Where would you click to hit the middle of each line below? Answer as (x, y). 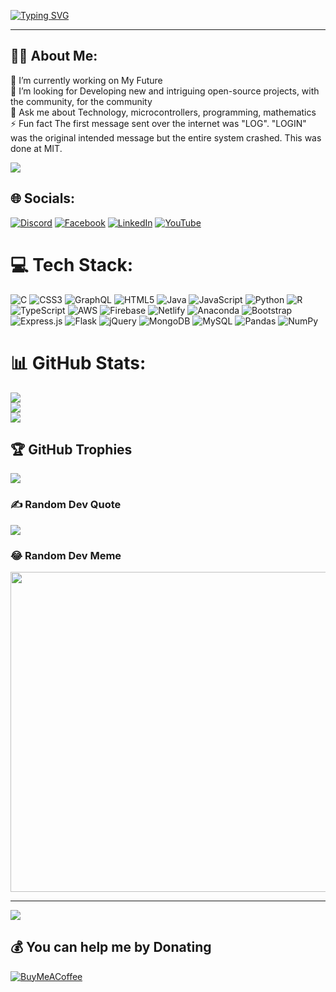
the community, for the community (81, 101)
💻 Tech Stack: (72, 264)
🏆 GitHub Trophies (71, 449)
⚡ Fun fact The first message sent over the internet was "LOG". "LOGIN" (158, 123)
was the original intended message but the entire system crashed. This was (166, 137)
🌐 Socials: (43, 198)
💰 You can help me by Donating (111, 947)
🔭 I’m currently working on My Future (86, 80)
